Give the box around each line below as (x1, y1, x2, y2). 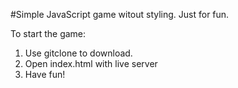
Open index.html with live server (24, 58, 158, 69)
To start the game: (10, 28, 87, 39)
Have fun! (24, 69, 66, 80)
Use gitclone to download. (24, 47, 133, 59)
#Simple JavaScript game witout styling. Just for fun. (10, 9, 230, 20)
